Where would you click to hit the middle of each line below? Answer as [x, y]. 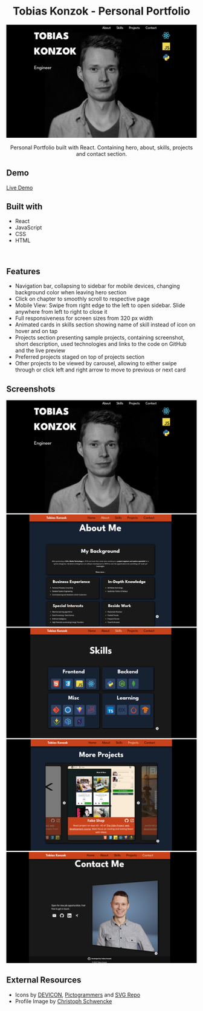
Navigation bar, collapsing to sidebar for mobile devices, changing [97, 286]
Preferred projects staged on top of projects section [80, 357]
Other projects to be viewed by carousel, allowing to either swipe [96, 363]
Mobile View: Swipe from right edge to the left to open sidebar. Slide [100, 305]
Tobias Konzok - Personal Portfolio [101, 11]
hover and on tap [36, 331]
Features [23, 271]
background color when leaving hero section [71, 292]
